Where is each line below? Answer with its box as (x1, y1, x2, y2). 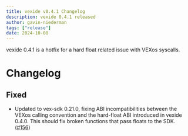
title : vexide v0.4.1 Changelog (6, 8, 85, 15)
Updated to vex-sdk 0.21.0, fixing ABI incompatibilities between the (14, 106, 177, 113)
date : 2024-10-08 (6, 30, 49, 36)
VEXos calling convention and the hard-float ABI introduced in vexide (14, 111, 182, 118)
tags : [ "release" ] (6, 25, 51, 31)
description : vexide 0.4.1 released (6, 14, 96, 20)
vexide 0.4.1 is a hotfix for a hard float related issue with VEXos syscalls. (6, 46, 180, 53)
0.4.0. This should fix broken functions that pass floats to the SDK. (14, 118, 176, 125)
